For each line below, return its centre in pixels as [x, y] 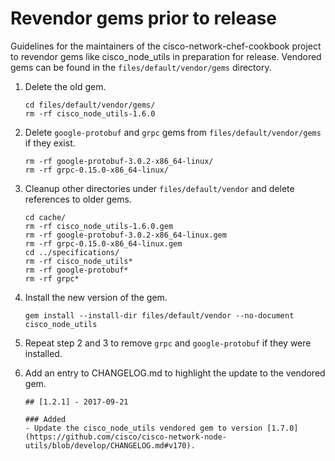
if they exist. [50, 143]
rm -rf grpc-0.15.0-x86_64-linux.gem [103, 243]
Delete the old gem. [65, 86]
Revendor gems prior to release [144, 18]
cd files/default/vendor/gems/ [90, 105]
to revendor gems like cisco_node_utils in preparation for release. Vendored [166, 56]
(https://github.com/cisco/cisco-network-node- [125, 437]
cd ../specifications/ [72, 252]
